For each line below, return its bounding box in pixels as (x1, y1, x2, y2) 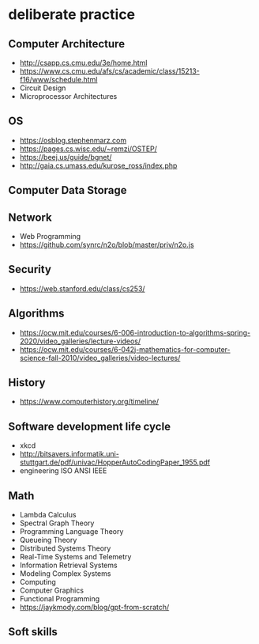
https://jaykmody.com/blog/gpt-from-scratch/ (19, 603, 170, 612)
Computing (19, 578, 57, 587)
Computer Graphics (19, 585, 84, 595)
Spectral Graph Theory (19, 518, 95, 528)
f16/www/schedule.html (19, 75, 98, 84)
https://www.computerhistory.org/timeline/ (19, 397, 160, 407)
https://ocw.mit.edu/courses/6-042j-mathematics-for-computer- (19, 344, 231, 354)
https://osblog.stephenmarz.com (19, 135, 127, 145)
